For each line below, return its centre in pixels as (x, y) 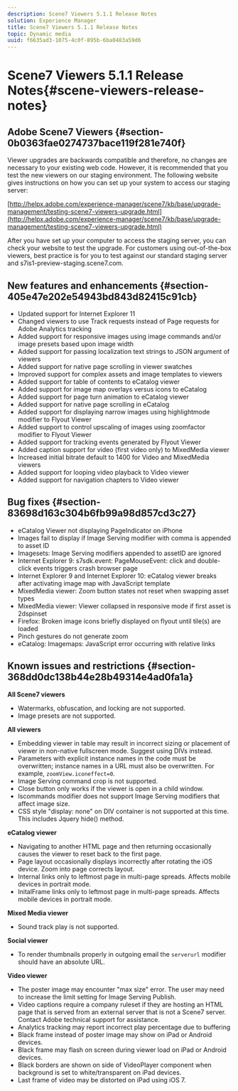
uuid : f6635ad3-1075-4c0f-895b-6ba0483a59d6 (74, 41)
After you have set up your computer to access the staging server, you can (117, 241)
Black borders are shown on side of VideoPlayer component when (114, 1065)
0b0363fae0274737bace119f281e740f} (97, 143)
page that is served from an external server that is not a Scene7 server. (122, 1012)
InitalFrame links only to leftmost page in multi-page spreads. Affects (119, 891)
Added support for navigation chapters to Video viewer (98, 480)
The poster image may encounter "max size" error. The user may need (121, 989)
